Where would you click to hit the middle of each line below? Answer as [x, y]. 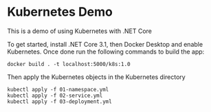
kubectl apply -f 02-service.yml [55, 96]
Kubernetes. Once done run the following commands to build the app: [106, 52]
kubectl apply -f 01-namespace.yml [58, 89]
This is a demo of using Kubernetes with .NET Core [80, 31]
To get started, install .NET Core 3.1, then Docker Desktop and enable [105, 44]
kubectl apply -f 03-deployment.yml [59, 101]
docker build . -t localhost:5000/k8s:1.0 [69, 64]
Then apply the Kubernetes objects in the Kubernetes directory [96, 77]
